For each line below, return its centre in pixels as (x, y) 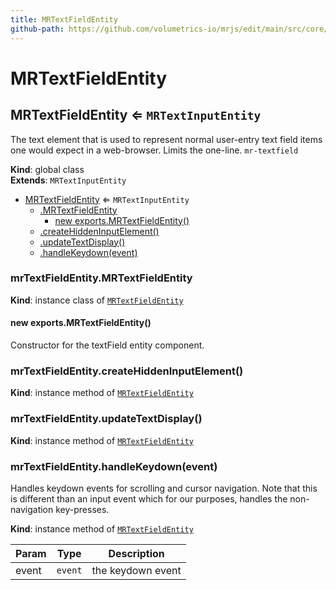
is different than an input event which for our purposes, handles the (149, 498)
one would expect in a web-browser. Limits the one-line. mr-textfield (154, 150)
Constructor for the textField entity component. (107, 345)
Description (136, 553)
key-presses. (82, 509)
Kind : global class (47, 169)
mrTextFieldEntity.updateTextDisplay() (106, 419)
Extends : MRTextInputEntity (68, 180)
